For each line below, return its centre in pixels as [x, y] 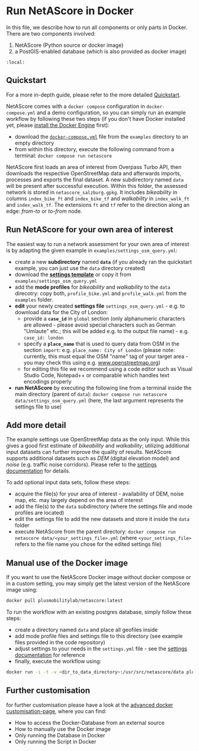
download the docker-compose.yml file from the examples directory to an [101, 136]
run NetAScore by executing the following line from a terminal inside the [103, 388]
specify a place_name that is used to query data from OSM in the [101, 343]
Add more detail [36, 425]
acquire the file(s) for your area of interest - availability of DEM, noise [99, 494]
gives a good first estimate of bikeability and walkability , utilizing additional [98, 446]
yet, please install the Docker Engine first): [58, 125]
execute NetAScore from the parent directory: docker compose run [95, 532]
